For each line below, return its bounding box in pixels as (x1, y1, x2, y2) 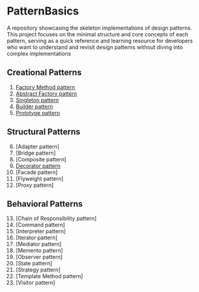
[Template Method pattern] (15, 273, 83, 280)
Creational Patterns (7, 68, 82, 78)
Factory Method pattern (15, 83, 75, 91)
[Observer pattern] (15, 253, 63, 261)
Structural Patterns (7, 127, 80, 137)
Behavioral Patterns (7, 198, 83, 209)
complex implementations (7, 50, 71, 57)
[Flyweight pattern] (15, 175, 64, 182)
